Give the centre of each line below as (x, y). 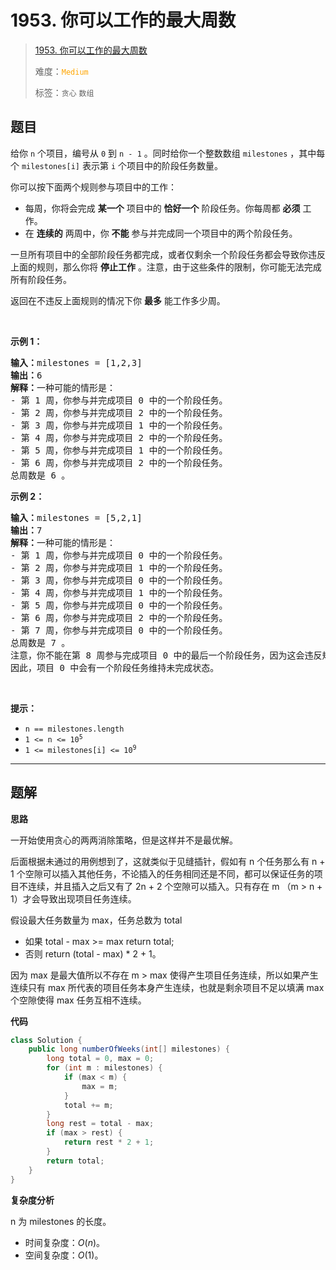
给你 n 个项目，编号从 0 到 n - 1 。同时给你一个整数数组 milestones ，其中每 (168, 153)
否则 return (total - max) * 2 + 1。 (93, 953)
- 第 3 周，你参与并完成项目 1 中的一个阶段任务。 (119, 425)
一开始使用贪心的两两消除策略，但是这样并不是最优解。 (124, 840)
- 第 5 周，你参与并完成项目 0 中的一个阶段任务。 (119, 605)
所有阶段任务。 (41, 279)
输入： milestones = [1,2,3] (76, 362)
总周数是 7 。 (40, 642)
